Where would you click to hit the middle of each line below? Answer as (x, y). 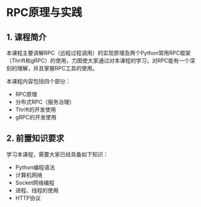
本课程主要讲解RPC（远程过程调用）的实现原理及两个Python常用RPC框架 (99, 53)
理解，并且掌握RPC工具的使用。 (57, 68)
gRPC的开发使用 (36, 117)
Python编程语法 (35, 167)
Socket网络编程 (35, 183)
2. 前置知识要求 (35, 138)
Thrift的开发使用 (36, 110)
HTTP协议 (28, 198)
